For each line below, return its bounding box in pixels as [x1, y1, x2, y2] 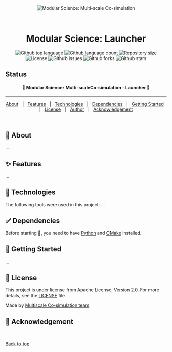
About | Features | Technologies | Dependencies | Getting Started [6, 101, 164, 107]
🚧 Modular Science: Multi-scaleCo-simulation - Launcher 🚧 [21, 84, 150, 90]
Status [5, 70, 27, 79]
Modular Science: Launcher [26, 33, 146, 45]
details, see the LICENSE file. [5, 292, 67, 299]
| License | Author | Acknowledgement [39, 106, 133, 112]
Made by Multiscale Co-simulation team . [5, 302, 91, 308]
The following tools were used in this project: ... [5, 201, 105, 207]
